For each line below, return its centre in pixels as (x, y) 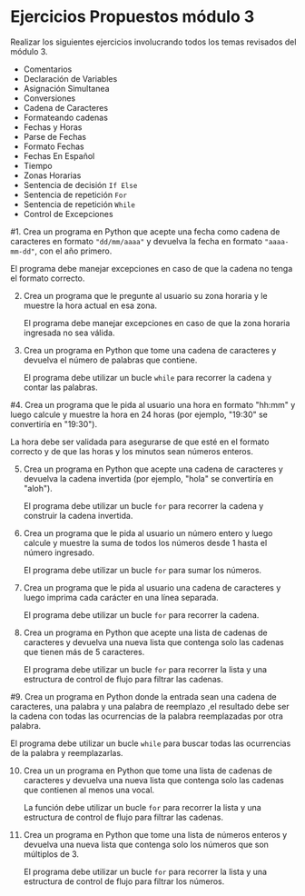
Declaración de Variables (70, 78)
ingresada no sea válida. (69, 333)
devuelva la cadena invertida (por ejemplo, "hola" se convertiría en (148, 478)
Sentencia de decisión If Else (80, 184)
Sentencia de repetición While (79, 204)
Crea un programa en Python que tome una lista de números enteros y (155, 834)
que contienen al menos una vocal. (89, 790)
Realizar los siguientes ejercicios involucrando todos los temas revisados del (153, 42)
